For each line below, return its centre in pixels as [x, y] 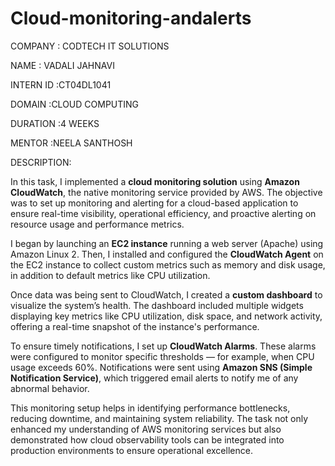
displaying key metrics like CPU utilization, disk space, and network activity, [166, 316]
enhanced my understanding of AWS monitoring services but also [146, 429]
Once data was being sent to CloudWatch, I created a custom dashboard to [166, 294]
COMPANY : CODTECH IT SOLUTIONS [90, 46]
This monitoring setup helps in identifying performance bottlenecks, [150, 408]
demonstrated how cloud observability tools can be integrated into [147, 439]
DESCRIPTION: [41, 162]
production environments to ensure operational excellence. [131, 450]
